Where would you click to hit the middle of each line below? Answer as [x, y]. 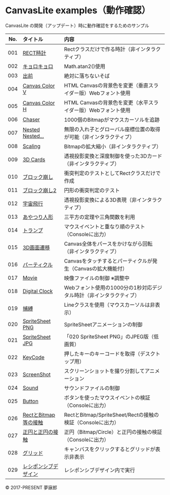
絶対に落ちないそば [87, 76]
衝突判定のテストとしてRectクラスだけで [112, 173]
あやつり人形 [38, 217]
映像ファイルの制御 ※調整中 [97, 278]
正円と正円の [38, 432]
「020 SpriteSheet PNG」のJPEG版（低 [111, 336]
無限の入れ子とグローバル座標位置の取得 [112, 129]
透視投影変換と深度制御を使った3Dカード [113, 156]
